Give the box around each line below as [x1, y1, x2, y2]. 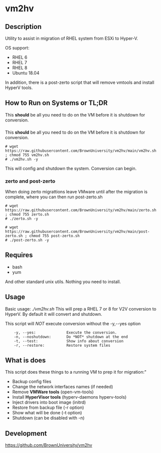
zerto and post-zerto [5, 177, 55, 184]
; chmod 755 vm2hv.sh [5, 152, 49, 157]
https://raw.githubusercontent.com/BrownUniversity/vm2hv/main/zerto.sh [5, 208, 157, 213]
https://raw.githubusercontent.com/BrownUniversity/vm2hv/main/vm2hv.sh [5, 148, 157, 153]
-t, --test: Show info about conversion [14, 338, 124, 343]
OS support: [5, 45, 29, 50]
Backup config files [12, 379, 51, 384]
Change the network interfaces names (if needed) [12, 384, 114, 390]
